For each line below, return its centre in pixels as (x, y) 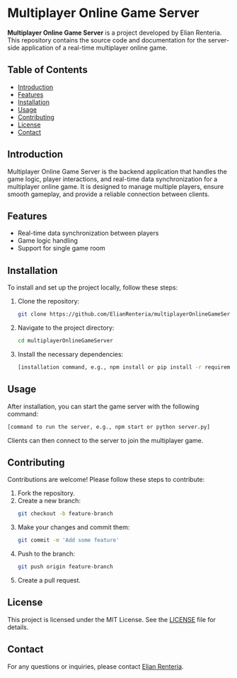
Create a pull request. (49, 580)
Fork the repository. (46, 493)
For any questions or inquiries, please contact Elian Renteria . (96, 666)
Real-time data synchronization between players (88, 233)
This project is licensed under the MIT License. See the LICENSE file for (112, 619)
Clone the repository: (48, 301)
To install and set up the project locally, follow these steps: (93, 287)
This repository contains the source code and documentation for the (107, 40)
